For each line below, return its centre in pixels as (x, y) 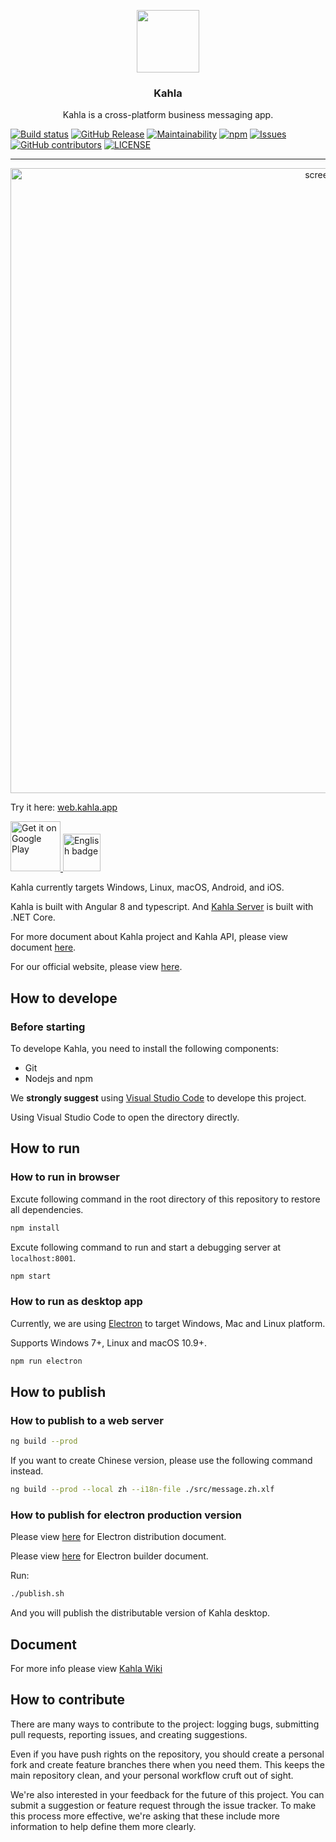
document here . (43, 947)
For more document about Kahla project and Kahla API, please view (149, 937)
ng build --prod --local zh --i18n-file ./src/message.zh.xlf (142, 1490)
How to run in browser (65, 1177)
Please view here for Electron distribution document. (118, 1537)
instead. (27, 1471)
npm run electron (46, 1361)
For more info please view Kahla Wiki (86, 1669)
